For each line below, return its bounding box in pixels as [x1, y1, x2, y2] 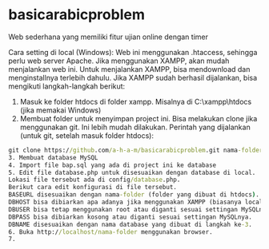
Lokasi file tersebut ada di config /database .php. [8, 176, 181, 184]
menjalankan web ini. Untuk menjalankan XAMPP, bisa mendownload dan [8, 64, 251, 73]
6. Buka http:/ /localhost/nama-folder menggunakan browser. [8, 227, 214, 236]
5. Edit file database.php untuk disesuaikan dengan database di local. [8, 168, 256, 176]
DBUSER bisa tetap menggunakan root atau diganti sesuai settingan [8, 205, 239, 213]
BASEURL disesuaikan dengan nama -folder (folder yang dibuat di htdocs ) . [8, 191, 260, 199]
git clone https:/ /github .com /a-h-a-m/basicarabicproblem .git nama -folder [8, 146, 263, 154]
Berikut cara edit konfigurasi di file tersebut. [8, 184, 178, 192]
